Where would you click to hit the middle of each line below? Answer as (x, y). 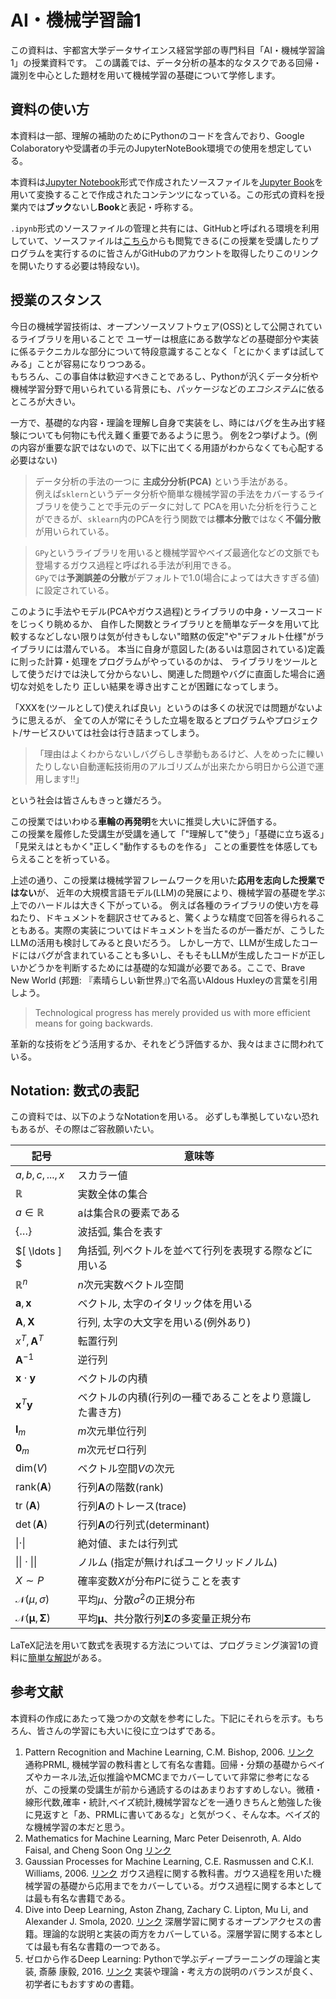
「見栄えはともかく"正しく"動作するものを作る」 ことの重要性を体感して (160, 846)
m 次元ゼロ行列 (112, 1449)
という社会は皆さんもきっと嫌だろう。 (88, 800)
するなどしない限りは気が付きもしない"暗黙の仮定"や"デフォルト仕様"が (167, 636)
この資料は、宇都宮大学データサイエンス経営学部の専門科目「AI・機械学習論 (167, 50)
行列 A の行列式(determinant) (143, 1524)
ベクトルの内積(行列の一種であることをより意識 (189, 1397)
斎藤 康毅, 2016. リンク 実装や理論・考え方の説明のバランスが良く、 (178, 1971)
